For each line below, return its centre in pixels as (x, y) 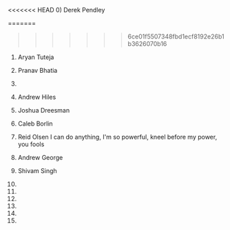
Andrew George (40, 158)
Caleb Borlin (35, 124)
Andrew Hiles (37, 97)
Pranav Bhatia (38, 70)
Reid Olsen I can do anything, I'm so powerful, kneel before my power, (117, 137)
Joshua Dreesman (44, 110)
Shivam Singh (37, 171)
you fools (31, 144)
